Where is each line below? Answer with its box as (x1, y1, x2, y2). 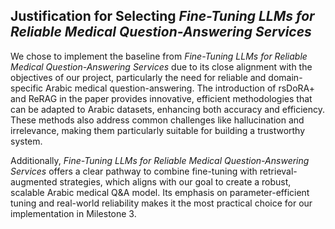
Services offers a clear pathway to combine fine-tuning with (10, 165, 258, 177)
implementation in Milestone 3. (10, 207, 137, 219)
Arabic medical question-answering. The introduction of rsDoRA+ (45, 82, 316, 94)
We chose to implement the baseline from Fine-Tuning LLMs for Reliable (10, 50, 308, 62)
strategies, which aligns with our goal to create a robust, (59, 175, 292, 188)
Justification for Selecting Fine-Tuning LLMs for (10, 8, 315, 25)
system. (10, 135, 43, 147)
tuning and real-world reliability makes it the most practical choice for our (10, 197, 313, 209)
